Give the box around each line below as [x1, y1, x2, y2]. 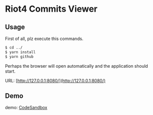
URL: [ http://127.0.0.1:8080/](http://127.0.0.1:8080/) [5, 77, 106, 83]
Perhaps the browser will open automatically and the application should [5, 63, 148, 69]
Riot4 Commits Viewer [5, 3, 98, 15]
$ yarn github [5, 54, 34, 59]
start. [5, 68, 16, 74]
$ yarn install [5, 50, 36, 55]
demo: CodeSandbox [5, 105, 48, 111]
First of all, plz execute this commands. [5, 36, 84, 41]
